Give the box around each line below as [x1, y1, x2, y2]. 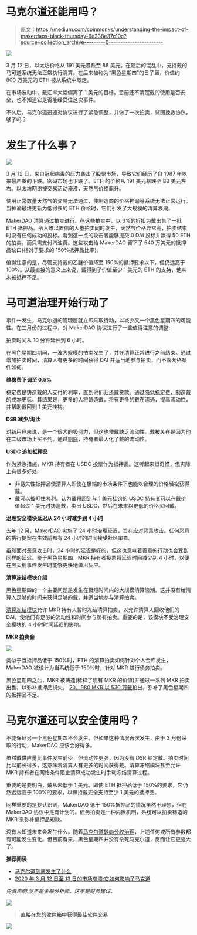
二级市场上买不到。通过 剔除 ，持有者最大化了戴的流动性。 [11, 435, 150, 443]
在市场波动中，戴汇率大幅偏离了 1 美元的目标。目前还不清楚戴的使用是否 [6, 89, 181, 96]
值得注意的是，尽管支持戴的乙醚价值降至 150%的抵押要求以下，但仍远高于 [6, 259, 186, 266]
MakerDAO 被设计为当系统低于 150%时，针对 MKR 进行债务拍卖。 [6, 664, 166, 671]
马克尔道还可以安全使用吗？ [6, 714, 140, 727]
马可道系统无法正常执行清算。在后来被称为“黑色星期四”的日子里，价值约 [6, 69, 181, 76]
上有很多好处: [6, 467, 39, 475]
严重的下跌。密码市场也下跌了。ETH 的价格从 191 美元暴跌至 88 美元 [16, 177, 181, 185]
